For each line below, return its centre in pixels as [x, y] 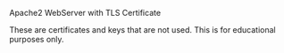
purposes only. [37, 39]
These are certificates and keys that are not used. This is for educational [142, 30]
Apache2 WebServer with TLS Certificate [85, 13]
